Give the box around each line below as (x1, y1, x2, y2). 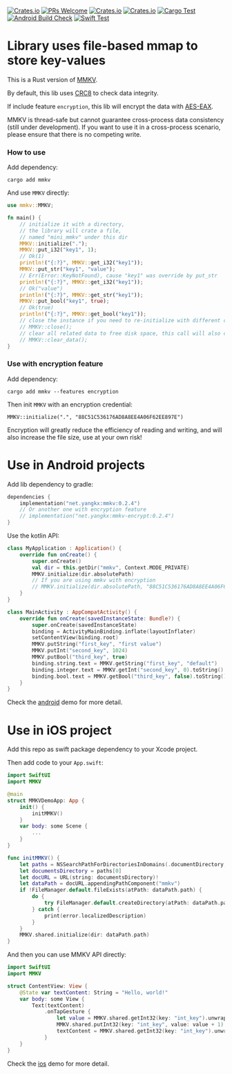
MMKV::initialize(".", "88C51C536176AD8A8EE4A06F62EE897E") (7, 413, 184, 420)
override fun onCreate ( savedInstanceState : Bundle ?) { (19, 615, 181, 622)
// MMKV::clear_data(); (19, 336, 88, 343)
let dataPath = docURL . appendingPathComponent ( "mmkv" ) (19, 880, 181, 887)
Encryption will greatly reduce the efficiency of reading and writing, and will (7, 425, 222, 434)
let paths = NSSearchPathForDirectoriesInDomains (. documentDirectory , (19, 861, 227, 868)
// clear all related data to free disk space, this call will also (19, 330, 221, 337)
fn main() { (7, 215, 41, 222)
